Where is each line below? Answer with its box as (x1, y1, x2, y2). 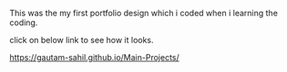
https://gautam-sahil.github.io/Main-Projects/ (9, 52, 179, 62)
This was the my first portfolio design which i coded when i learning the (9, 8, 278, 18)
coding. (9, 17, 38, 28)
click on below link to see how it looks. (9, 35, 154, 45)
